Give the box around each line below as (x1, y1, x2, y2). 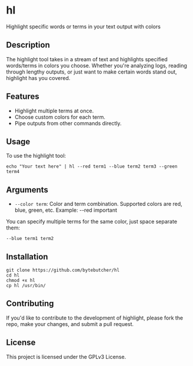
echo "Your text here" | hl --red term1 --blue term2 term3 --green (6, 164, 178, 169)
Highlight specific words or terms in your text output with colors (6, 23, 161, 30)
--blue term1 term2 (6, 236, 54, 242)
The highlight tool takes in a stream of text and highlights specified (6, 55, 168, 62)
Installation (6, 251, 48, 262)
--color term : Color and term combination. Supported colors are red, (14, 201, 182, 208)
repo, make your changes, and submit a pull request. (6, 320, 134, 327)
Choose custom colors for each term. (14, 113, 106, 121)
